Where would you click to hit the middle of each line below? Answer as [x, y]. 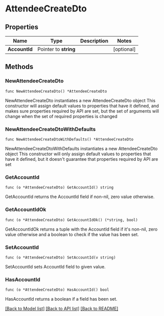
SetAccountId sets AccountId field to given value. [55, 266]
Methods [19, 67]
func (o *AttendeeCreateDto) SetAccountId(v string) [61, 257]
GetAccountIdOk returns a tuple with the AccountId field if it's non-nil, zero [82, 229]
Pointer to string [56, 49]
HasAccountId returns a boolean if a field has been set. [61, 299]
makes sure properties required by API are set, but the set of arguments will [82, 111]
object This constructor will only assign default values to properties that [78, 154]
